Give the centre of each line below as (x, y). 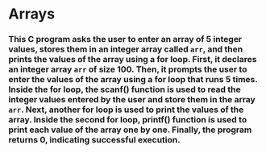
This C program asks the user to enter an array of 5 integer (125, 39)
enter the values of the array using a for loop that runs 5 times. (133, 80)
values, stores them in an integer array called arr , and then (126, 49)
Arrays (31, 14)
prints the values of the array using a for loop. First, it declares (133, 60)
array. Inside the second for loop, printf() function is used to (128, 120)
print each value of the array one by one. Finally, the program (130, 130)
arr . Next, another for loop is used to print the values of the (126, 110)
